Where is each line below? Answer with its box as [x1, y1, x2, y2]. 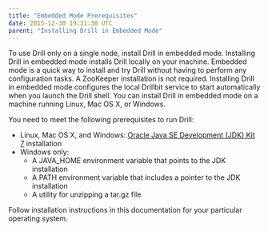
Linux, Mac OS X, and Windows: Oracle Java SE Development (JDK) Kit [19, 130, 255, 140]
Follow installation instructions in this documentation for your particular [8, 205, 242, 215]
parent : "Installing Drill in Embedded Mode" [8, 26, 162, 34]
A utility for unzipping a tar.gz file [31, 189, 142, 200]
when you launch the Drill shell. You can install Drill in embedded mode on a [8, 91, 258, 101]
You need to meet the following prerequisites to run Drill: [8, 115, 194, 125]
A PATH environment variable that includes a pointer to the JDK [31, 173, 241, 182]
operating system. [8, 213, 68, 224]
